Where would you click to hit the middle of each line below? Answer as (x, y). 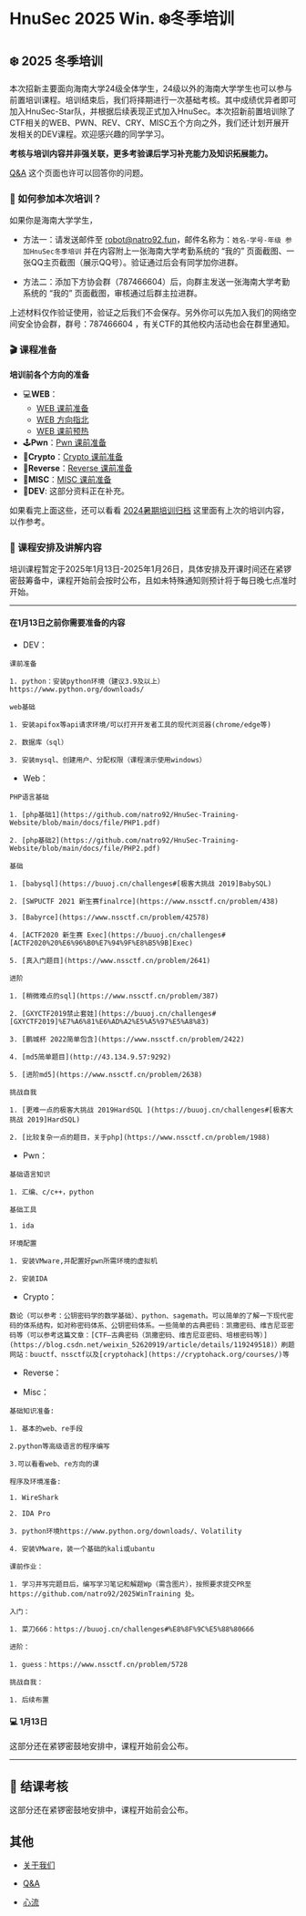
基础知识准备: (32, 1411)
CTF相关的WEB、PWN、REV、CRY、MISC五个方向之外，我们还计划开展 (146, 123)
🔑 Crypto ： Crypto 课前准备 (73, 456)
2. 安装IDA (29, 1279)
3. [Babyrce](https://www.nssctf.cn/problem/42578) (109, 917)
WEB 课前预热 (62, 430)
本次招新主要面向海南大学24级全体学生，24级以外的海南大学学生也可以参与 (151, 88)
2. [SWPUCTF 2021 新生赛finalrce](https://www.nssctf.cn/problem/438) (144, 902)
